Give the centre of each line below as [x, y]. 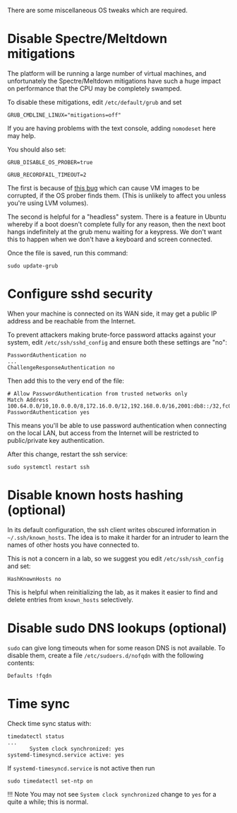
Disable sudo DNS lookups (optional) [117, 628]
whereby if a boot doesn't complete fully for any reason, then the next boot [116, 224]
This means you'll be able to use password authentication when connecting [117, 425]
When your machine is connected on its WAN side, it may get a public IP [112, 313]
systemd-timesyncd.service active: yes [66, 755]
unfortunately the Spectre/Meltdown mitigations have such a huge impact [114, 81]
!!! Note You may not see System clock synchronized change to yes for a [112, 794]
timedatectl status [36, 736]
